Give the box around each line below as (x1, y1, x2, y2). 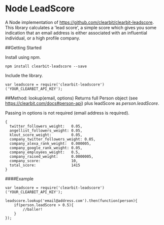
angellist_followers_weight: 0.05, (9, 128, 83, 133)
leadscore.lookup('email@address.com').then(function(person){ (5, 198, 138, 203)
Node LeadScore (5, 3, 75, 14)
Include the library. (5, 72, 43, 78)
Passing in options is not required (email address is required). (5, 110, 130, 116)
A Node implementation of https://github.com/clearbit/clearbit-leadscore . (5, 19, 154, 25)
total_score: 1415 (9, 163, 80, 168)
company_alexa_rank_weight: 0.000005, (9, 141, 92, 146)
